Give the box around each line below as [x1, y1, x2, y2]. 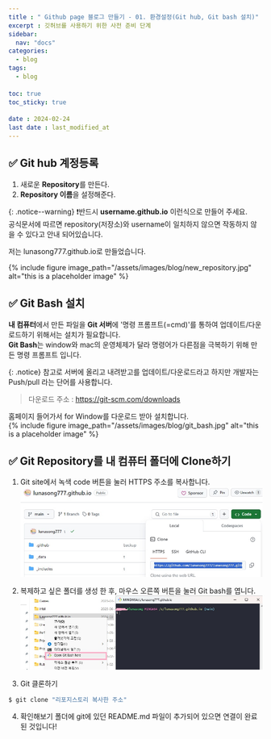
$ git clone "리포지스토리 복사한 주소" [8, 695, 127, 704]
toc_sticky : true [8, 98, 67, 106]
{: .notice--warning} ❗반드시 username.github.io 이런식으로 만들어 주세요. [8, 207, 248, 216]
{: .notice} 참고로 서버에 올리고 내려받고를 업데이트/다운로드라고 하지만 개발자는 [8, 367, 260, 377]
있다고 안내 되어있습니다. [25, 229, 103, 239]
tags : [8, 65, 27, 73]
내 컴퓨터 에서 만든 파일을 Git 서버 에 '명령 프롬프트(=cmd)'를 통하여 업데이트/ [8, 319, 249, 329]
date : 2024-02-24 [8, 115, 70, 123]
